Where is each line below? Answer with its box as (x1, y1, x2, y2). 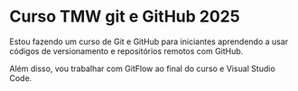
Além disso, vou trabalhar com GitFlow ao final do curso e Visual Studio (9, 63, 275, 74)
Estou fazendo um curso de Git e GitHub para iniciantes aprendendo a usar (9, 36, 289, 47)
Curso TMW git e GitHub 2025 (9, 6, 241, 27)
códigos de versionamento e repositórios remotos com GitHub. (9, 45, 244, 56)
